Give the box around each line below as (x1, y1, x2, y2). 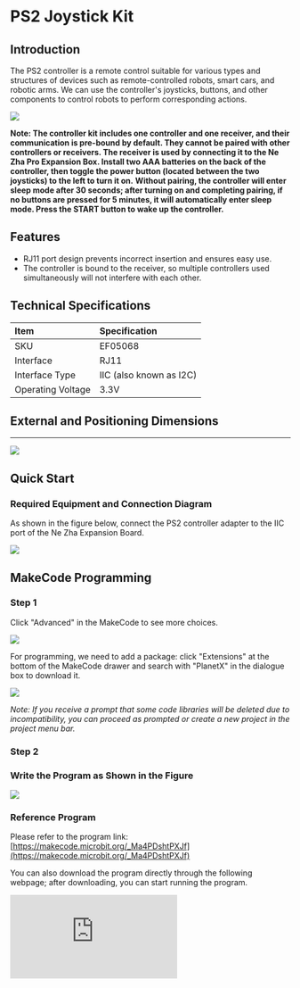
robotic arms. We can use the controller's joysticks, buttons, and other (10, 85, 268, 95)
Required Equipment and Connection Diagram (10, 497, 213, 510)
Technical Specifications (10, 298, 151, 313)
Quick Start (10, 470, 75, 486)
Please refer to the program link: (10, 832, 128, 843)
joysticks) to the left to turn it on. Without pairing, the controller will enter (10, 176, 288, 186)
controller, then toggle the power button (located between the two (10, 166, 260, 176)
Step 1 (10, 596, 37, 609)
